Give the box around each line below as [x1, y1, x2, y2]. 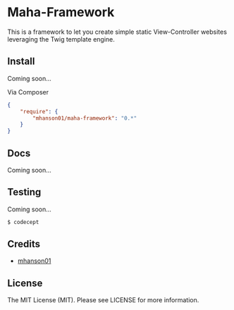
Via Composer [7, 87, 49, 96]
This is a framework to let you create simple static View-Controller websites [7, 27, 228, 36]
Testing [7, 186, 42, 198]
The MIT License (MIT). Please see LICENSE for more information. [7, 296, 199, 304]
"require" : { [20, 108, 58, 115]
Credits [7, 238, 41, 250]
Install [7, 56, 35, 68]
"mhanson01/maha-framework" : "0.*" [32, 114, 137, 122]
